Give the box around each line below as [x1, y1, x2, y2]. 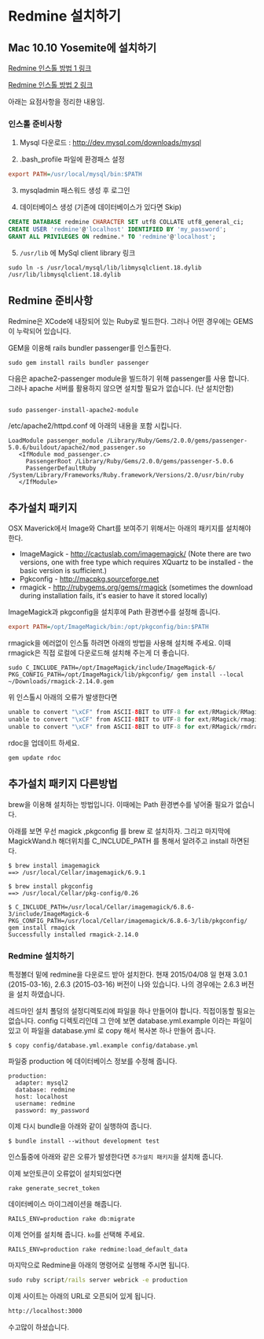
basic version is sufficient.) [19, 566, 108, 575]
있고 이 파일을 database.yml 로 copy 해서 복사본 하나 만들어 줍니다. [8, 1026, 216, 1036]
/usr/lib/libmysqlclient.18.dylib [8, 270, 122, 278]
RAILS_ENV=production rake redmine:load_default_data [8, 1246, 189, 1254]
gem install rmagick [8, 924, 76, 932]
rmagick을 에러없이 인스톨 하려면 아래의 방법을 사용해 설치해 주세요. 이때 [8, 638, 232, 648]
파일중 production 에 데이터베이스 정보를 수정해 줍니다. [8, 1057, 178, 1066]
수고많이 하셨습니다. [8, 1322, 69, 1332]
